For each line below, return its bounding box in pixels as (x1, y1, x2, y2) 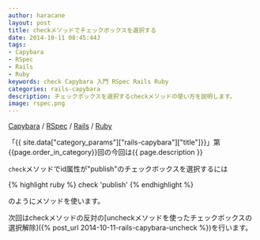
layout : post (8, 19, 51, 27)
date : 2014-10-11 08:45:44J (8, 33, 101, 42)
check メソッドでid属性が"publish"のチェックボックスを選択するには (8, 164, 228, 174)
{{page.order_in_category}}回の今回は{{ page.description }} (8, 148, 203, 157)
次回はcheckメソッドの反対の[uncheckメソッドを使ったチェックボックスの (8, 213, 253, 223)
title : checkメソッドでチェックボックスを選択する (8, 26, 156, 34)
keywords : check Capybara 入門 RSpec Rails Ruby (8, 77, 169, 85)
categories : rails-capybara (8, 84, 101, 93)
